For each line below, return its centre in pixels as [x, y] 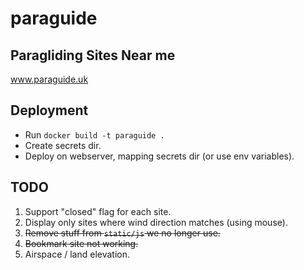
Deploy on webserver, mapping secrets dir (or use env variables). [159, 156]
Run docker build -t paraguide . [94, 134]
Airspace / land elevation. [77, 254]
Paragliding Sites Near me [93, 55]
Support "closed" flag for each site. [98, 211]
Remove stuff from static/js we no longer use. [122, 233]
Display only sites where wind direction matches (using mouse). [156, 222]
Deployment [49, 110]
